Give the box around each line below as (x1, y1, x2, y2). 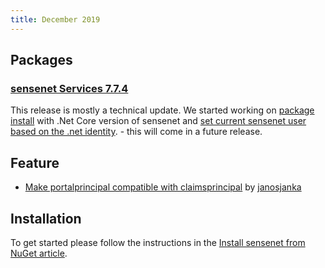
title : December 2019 (10, 14, 101, 25)
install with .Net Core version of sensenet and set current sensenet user (10, 115, 307, 127)
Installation (10, 210, 82, 227)
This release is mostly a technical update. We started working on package (10, 104, 315, 116)
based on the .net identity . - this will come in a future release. (10, 126, 263, 138)
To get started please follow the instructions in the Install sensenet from (10, 236, 306, 248)
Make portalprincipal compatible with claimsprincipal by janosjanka (24, 181, 302, 193)
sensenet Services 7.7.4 (10, 81, 129, 95)
